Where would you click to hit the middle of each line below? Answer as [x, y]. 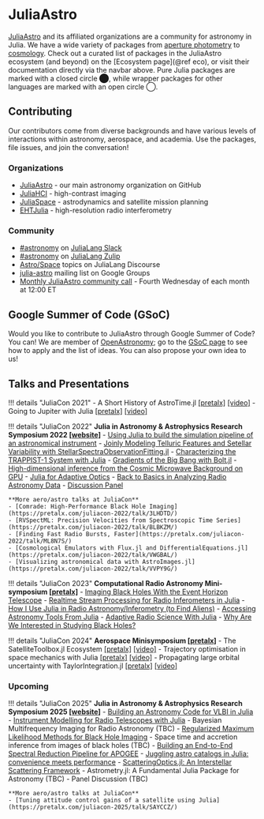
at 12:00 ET [38, 290]
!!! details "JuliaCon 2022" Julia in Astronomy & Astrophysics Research [125, 426]
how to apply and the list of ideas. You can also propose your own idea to [127, 351]
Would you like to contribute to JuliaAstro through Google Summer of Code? [132, 334]
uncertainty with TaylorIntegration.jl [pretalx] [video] [93, 666]
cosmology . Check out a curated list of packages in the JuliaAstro [115, 53]
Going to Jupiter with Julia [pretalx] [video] [78, 411]
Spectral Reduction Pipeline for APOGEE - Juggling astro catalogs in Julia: [128, 754]
